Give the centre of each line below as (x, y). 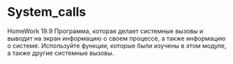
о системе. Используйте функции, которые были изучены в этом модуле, (117, 45)
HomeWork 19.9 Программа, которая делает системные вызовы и (105, 31)
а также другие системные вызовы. (61, 53)
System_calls (47, 12)
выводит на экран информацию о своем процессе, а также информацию (116, 38)
